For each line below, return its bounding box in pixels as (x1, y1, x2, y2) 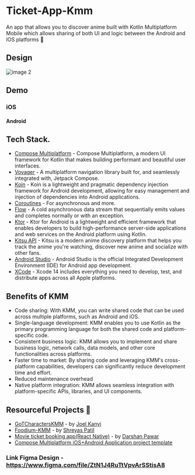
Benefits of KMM (6, 291, 69, 301)
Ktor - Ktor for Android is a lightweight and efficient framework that (14, 218, 176, 225)
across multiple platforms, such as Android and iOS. (14, 313, 140, 320)
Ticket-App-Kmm (6, 4, 93, 18)
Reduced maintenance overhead (14, 375, 93, 382)
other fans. (14, 250, 41, 257)
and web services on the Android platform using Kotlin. (14, 231, 147, 238)
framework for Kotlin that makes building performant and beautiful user (14, 156, 186, 163)
